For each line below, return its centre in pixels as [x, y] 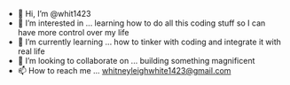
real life [31, 51]
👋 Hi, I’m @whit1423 [54, 14]
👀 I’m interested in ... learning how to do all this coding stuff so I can [141, 23]
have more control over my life [73, 32]
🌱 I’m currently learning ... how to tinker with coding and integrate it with [149, 42]
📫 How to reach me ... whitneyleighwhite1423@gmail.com [124, 70]
